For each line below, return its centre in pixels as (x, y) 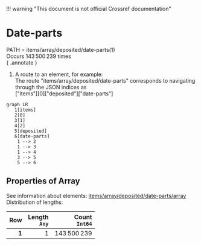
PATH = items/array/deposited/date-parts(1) (61, 49)
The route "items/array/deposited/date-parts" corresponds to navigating (105, 80)
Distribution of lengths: (35, 202)
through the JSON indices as (51, 87)
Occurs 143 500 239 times (39, 56)
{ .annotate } (22, 62)
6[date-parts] (32, 136)
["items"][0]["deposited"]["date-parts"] (64, 94)
